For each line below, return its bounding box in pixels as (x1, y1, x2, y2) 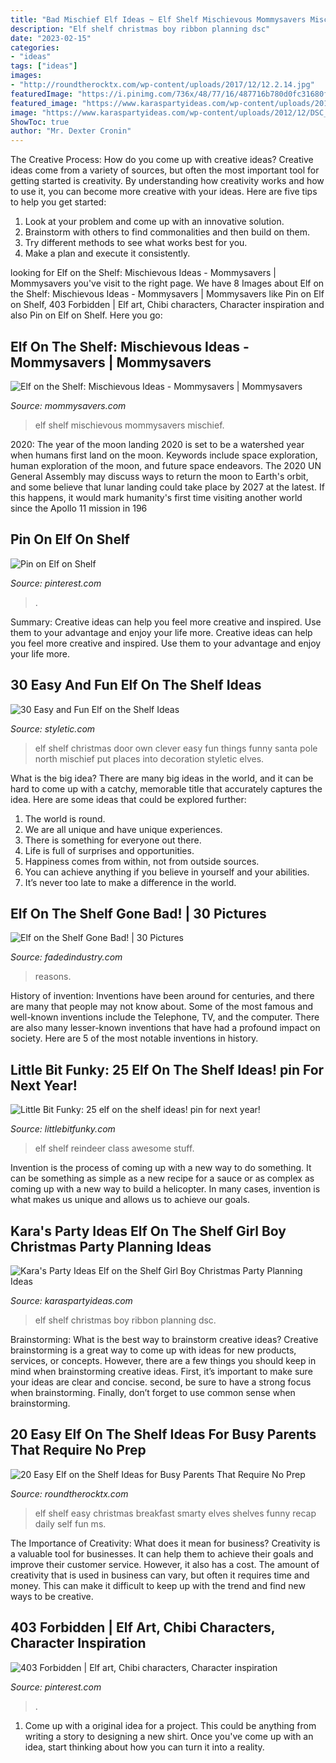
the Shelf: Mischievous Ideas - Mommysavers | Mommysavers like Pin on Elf (10, 288, 325, 300)
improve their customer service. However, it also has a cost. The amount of (10, 1558, 320, 1570)
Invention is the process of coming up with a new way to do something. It (10, 1162, 312, 1174)
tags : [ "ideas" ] (10, 61, 78, 71)
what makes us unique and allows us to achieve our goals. (10, 1194, 250, 1206)
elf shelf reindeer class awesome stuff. (34, 1142, 195, 1155)
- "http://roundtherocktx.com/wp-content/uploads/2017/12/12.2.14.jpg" (10, 80, 315, 90)
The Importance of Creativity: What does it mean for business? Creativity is (10, 1537, 321, 1549)
